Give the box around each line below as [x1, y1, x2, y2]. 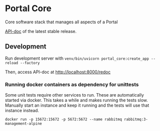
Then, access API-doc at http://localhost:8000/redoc [5, 69, 111, 75]
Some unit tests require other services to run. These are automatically [5, 92, 144, 98]
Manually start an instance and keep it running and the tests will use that [5, 102, 149, 108]
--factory [20, 60, 40, 65]
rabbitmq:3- [124, 117, 148, 122]
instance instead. [5, 108, 40, 114]
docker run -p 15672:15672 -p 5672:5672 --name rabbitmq [5, 117, 122, 122]
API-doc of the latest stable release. [5, 28, 77, 34]
